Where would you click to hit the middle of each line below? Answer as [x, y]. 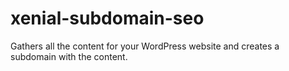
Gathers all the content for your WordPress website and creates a [145, 46]
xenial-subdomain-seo [107, 18]
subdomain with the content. [69, 56]
